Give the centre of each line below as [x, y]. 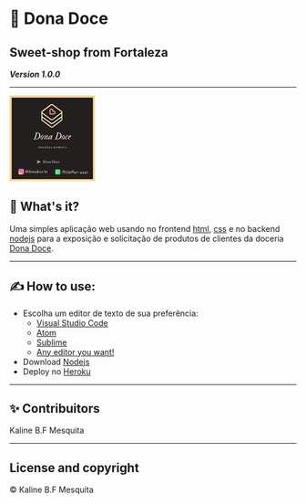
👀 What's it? [45, 207]
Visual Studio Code [72, 322]
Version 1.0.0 [35, 74]
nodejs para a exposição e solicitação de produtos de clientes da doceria [147, 238]
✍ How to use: [52, 287]
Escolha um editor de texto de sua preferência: [110, 313]
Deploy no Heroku [56, 371]
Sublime [51, 342]
